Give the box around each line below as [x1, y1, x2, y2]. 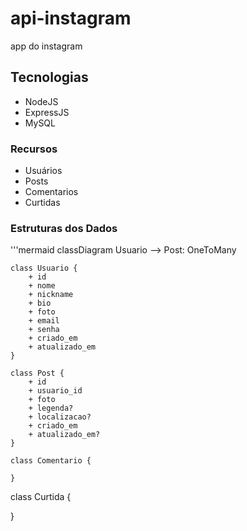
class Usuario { [10, 263, 78, 274]
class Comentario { [10, 456, 92, 466]
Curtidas [24, 197, 61, 209]
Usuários [24, 165, 63, 177]
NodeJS [24, 95, 59, 107]
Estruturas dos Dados [10, 221, 118, 235]
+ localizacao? [28, 412, 92, 422]
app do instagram [10, 40, 83, 52]
